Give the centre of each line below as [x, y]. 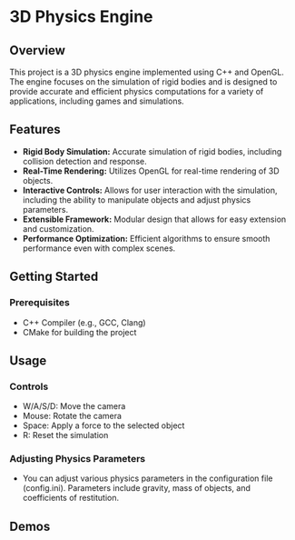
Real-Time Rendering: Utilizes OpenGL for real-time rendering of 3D [151, 171]
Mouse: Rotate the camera [72, 416]
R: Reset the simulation [65, 435]
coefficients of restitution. [71, 498]
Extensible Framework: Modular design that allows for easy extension [154, 219]
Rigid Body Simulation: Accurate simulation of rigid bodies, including [152, 151]
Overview [38, 50]
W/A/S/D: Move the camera [74, 406]
